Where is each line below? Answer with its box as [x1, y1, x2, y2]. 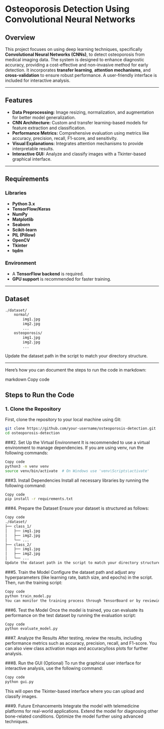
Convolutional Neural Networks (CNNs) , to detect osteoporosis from [5, 51, 145, 57]
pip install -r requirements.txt [5, 496, 73, 501]
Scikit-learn [12, 227, 37, 233]
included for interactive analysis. [5, 77, 71, 83]
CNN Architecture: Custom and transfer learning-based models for [12, 119, 148, 125]
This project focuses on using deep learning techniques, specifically [5, 47, 143, 52]
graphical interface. [12, 156, 52, 162]
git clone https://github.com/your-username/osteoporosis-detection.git [5, 426, 156, 431]
